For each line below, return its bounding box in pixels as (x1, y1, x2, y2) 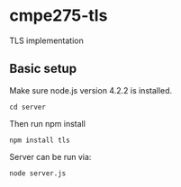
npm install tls (9, 136, 70, 145)
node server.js (9, 168, 67, 178)
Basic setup (9, 61, 77, 76)
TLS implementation (9, 35, 84, 46)
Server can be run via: (9, 151, 92, 162)
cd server (9, 102, 47, 111)
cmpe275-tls (9, 5, 108, 26)
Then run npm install (9, 118, 86, 129)
